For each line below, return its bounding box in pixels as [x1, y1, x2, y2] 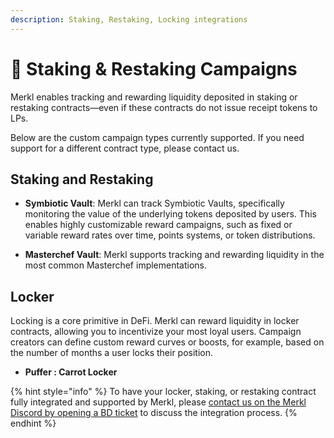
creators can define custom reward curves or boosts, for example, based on [10, 336, 325, 348]
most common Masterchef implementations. [24, 259, 208, 271]
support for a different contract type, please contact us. [10, 142, 240, 154]
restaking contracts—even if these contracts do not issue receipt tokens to [10, 101, 318, 113]
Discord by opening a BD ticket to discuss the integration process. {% [10, 407, 298, 419]
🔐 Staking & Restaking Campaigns [10, 57, 298, 80]
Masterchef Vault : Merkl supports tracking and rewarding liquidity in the [24, 249, 325, 261]
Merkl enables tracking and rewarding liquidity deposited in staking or [10, 91, 298, 103]
